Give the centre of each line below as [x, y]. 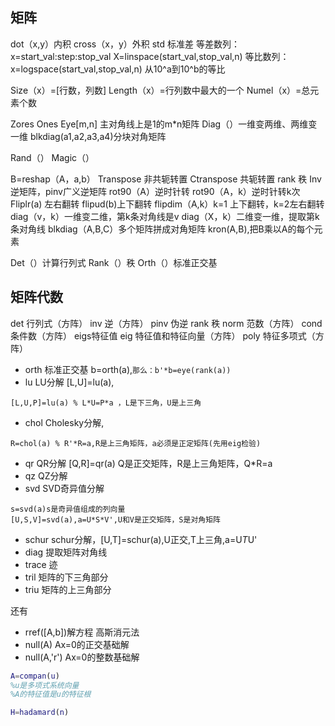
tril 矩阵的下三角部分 [66, 577]
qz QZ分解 [46, 475]
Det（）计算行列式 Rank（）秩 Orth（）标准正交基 [114, 262]
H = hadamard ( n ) [40, 713]
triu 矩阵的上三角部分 [68, 589]
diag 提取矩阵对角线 [66, 552]
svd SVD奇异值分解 [64, 488]
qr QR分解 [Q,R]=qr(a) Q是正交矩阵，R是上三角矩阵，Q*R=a [148, 463]
